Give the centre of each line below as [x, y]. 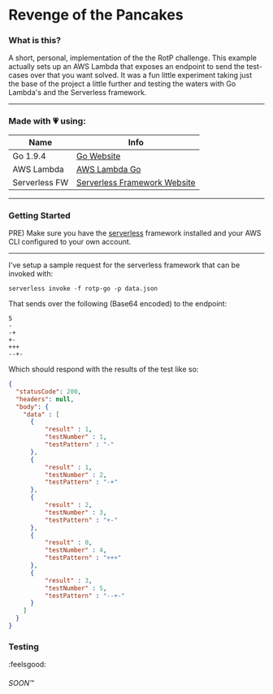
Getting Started [39, 215]
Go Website [98, 156]
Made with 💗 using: [48, 121]
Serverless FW [41, 182]
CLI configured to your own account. [70, 242]
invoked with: [31, 274]
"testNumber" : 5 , [76, 588]
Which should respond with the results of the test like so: [104, 369]
